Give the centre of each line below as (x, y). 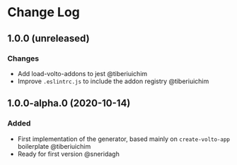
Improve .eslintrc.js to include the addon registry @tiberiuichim (113, 81)
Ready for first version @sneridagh (69, 154)
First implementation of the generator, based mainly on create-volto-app (124, 139)
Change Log (44, 12)
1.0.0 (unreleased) (48, 38)
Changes (23, 59)
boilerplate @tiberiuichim (54, 146)
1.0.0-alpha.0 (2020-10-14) (69, 103)
